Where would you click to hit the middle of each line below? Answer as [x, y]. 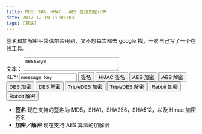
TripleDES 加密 [85, 87]
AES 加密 [143, 78]
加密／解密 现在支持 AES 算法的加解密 [62, 125]
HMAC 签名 [112, 78]
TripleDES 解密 [127, 87]
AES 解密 [172, 78]
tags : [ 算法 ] [22, 23]
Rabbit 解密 [22, 96]
